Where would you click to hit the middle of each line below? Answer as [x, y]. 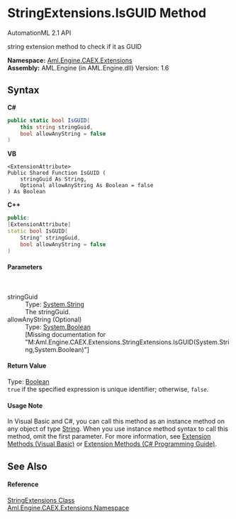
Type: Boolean [28, 381]
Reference [23, 484]
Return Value [27, 366]
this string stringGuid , [57, 127]
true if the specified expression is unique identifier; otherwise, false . [108, 389]
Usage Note [25, 405]
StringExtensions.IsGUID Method [107, 13]
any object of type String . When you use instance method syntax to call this [118, 429]
